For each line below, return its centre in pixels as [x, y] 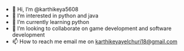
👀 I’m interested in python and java [55, 16]
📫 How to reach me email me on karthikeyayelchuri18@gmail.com [94, 41]
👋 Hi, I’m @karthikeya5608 [45, 9]
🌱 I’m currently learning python [51, 22]
